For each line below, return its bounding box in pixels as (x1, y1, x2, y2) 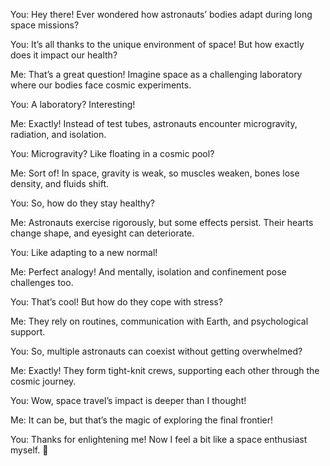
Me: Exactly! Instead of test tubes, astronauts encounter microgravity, (10, 118, 298, 129)
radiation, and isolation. (10, 129, 107, 140)
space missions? (10, 19, 80, 31)
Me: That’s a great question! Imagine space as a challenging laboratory (10, 69, 303, 80)
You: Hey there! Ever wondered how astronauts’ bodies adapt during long (10, 9, 313, 20)
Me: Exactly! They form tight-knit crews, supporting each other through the (10, 365, 320, 376)
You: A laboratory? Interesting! (10, 99, 136, 110)
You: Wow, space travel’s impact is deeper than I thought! (10, 395, 247, 406)
